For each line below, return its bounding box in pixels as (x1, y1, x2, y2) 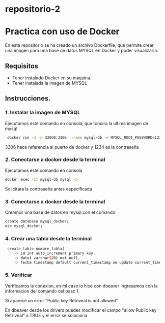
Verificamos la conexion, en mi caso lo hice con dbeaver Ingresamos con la (5, 283, 158, 289)
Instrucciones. (5, 95, 51, 103)
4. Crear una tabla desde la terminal (5, 235, 92, 242)
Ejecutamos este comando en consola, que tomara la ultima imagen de (5, 120, 148, 126)
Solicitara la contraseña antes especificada (5, 186, 92, 192)
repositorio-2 (5, 3, 60, 15)
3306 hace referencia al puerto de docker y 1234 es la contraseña (5, 144, 139, 150)
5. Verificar (5, 272, 32, 279)
